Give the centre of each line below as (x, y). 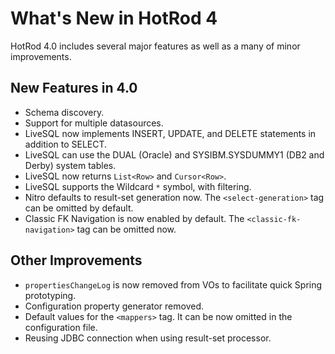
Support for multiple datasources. (94, 123)
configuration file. (61, 327)
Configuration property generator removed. (114, 306)
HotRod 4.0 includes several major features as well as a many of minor (155, 46)
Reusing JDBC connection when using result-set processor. (148, 338)
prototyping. (50, 295)
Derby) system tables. (70, 165)
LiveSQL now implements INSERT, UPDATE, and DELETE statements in (170, 133)
